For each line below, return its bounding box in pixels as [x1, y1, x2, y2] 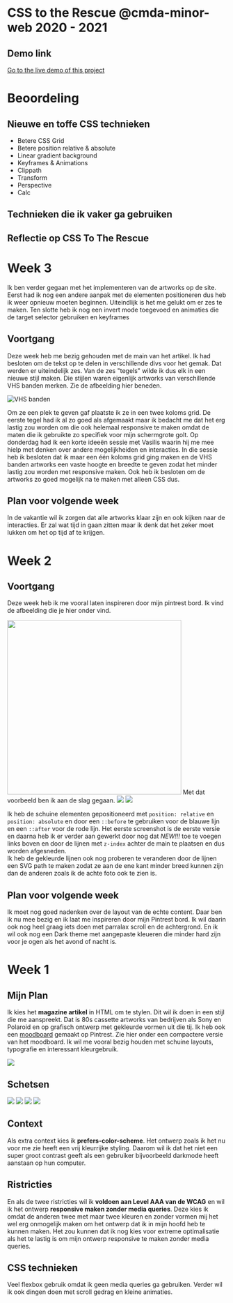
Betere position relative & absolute [17, 144, 116, 152]
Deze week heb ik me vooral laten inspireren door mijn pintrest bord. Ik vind [7, 599, 224, 607]
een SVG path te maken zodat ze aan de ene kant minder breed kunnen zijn [7, 862, 224, 870]
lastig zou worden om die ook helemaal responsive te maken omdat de [7, 423, 210, 432]
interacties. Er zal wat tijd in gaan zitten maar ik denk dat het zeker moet [7, 521, 214, 529]
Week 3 [7, 260, 52, 276]
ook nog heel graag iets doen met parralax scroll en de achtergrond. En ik [7, 922, 218, 931]
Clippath [17, 166, 42, 174]
